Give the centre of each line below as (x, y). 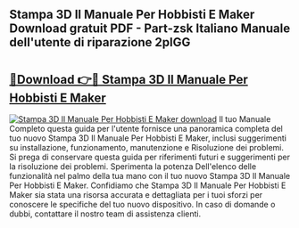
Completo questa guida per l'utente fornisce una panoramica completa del (146, 129)
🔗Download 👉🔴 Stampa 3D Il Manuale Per (129, 79)
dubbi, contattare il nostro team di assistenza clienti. (105, 214)
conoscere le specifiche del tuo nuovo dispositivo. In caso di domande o (142, 204)
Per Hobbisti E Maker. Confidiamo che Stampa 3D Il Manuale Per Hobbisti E (148, 185)
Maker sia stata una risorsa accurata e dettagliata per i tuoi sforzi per (136, 195)
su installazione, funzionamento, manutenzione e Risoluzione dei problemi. (146, 147)
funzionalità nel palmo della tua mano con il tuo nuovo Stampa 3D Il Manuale (150, 176)
